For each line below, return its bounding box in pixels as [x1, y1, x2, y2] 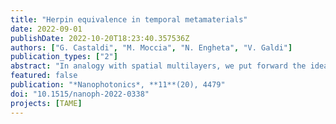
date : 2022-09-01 [10, 24, 83, 34]
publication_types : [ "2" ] [10, 52, 118, 62]
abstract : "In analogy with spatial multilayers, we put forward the [10, 61, 307, 71]
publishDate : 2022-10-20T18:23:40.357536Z [10, 33, 190, 43]
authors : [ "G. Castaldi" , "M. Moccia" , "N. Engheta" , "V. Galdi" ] [10, 42, 293, 53]
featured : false [10, 71, 78, 81]
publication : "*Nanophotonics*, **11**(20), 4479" [10, 80, 226, 90]
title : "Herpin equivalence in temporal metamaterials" [10, 14, 248, 25]
